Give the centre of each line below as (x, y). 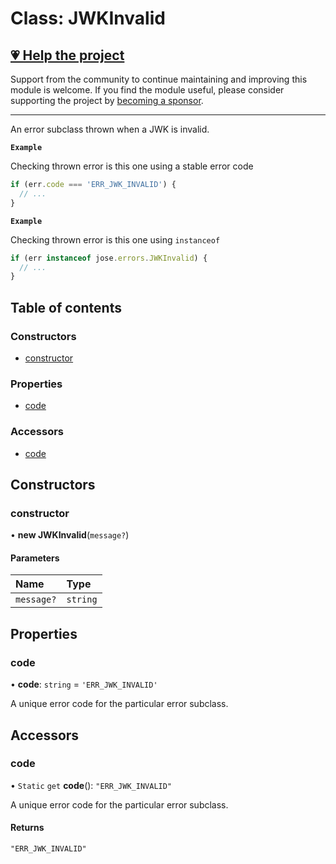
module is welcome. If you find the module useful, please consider (147, 90)
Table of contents (66, 307)
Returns (27, 828)
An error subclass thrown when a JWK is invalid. (110, 129)
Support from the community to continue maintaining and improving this (159, 79)
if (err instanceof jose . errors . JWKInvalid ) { (109, 258)
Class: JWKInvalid (88, 18)
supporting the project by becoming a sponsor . (107, 100)
